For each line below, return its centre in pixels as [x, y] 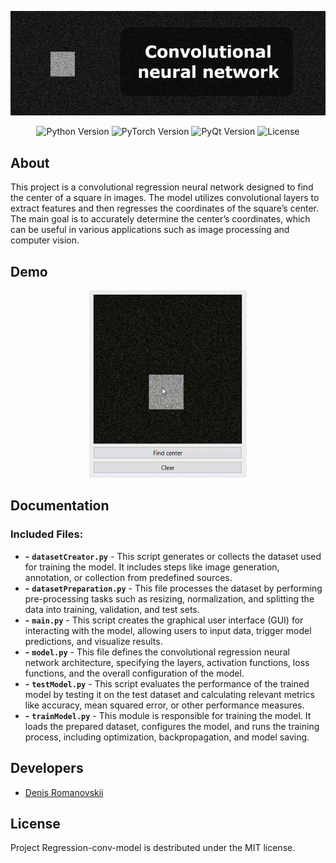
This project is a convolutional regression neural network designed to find [162, 187]
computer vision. [45, 240]
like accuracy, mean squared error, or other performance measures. [164, 705]
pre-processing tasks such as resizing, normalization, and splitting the [169, 598]
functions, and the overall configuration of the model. [134, 673]
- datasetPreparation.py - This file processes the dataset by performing [173, 588]
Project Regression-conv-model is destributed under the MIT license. [153, 848]
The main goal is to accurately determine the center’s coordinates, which [160, 219]
